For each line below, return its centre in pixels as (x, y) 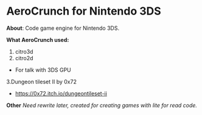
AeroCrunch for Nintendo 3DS (84, 11)
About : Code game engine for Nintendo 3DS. (63, 28)
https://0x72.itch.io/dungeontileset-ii (61, 93)
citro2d (24, 58)
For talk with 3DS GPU (43, 70)
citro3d (24, 51)
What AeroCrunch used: (38, 40)
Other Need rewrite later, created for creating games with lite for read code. (102, 105)
